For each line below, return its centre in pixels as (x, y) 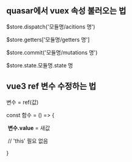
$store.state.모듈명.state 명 (40, 65)
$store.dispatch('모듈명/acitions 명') (51, 27)
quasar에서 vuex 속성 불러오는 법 (66, 11)
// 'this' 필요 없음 (28, 141)
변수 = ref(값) (23, 102)
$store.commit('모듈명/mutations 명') (52, 52)
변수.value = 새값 (29, 128)
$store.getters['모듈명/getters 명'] (48, 39)
